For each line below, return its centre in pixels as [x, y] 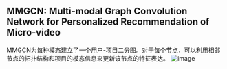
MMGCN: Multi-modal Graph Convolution [97, 11]
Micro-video [34, 32]
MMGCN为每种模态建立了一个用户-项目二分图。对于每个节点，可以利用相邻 [113, 50]
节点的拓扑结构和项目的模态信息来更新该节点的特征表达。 [88, 58]
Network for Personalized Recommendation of [108, 22]
